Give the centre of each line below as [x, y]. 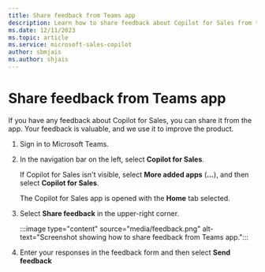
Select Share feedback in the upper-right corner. [99, 213]
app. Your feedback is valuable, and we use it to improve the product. [121, 129]
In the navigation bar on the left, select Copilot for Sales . [112, 159]
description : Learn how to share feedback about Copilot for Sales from [130, 23]
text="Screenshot [48, 237]
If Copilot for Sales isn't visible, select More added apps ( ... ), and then [134, 174]
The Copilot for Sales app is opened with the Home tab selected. [125, 198]
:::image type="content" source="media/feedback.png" [110, 229]
